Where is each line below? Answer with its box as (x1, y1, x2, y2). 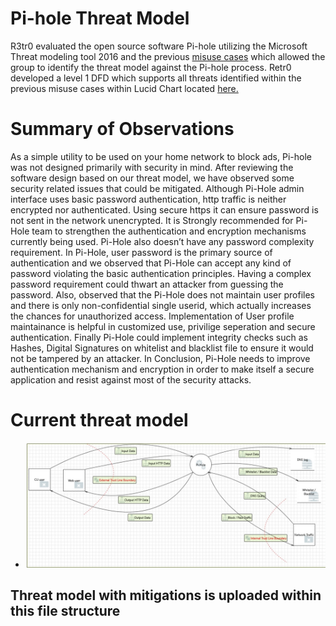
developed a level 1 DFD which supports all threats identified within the (10, 72, 302, 84)
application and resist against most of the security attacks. (10, 373, 252, 386)
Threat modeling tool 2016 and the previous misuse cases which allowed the (10, 50, 326, 62)
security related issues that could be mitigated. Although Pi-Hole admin (10, 182, 305, 194)
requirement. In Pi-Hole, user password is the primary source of (10, 246, 273, 258)
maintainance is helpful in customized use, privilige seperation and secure (10, 320, 316, 332)
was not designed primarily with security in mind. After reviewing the (10, 161, 294, 173)
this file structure (10, 602, 121, 619)
